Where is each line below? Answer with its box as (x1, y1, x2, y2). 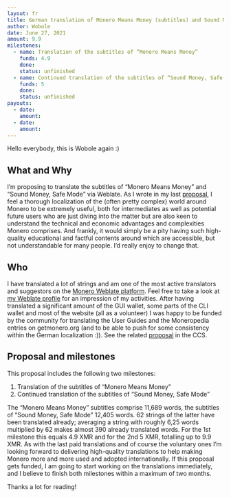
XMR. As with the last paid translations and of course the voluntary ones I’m (7, 439, 222, 448)
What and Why (7, 164, 72, 176)
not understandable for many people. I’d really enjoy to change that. (7, 241, 199, 250)
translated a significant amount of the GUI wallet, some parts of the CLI (7, 301, 208, 310)
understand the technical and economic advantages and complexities (7, 219, 205, 228)
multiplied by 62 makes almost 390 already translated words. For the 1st (7, 425, 211, 433)
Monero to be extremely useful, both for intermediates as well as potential (7, 205, 217, 213)
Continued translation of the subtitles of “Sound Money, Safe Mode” (16, 390, 210, 398)
